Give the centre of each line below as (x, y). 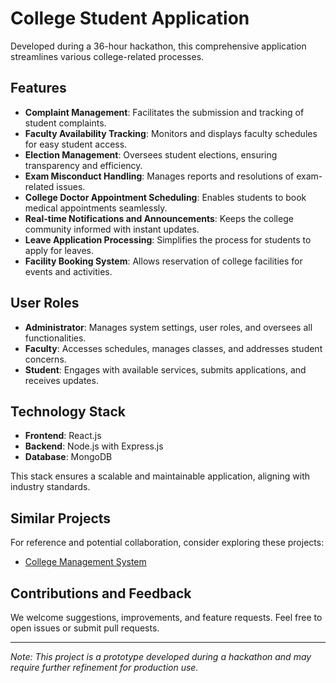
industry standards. (50, 487)
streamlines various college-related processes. (107, 56)
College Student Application (130, 18)
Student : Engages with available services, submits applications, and (165, 369)
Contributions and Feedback (101, 593)
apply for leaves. (59, 250)
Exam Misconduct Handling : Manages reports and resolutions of (159, 176)
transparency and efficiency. (83, 165)
